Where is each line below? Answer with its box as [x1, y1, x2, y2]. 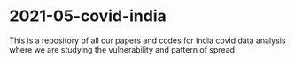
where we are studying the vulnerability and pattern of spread [9, 44, 236, 54]
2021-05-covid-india [9, 6, 167, 26]
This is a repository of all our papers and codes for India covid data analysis [9, 35, 286, 46]
